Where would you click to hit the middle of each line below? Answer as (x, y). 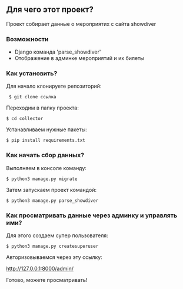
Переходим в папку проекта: (43, 108)
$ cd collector (25, 119)
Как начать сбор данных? (45, 155)
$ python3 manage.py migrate (42, 179)
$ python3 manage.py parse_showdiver (52, 200)
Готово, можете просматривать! (47, 280)
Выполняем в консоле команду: (46, 168)
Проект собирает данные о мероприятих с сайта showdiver (81, 24)
